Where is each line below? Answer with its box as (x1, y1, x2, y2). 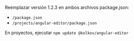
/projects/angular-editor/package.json (12, 20, 97, 26)
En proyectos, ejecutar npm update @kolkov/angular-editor (5, 30, 129, 35)
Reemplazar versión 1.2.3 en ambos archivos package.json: (5, 5, 129, 10)
